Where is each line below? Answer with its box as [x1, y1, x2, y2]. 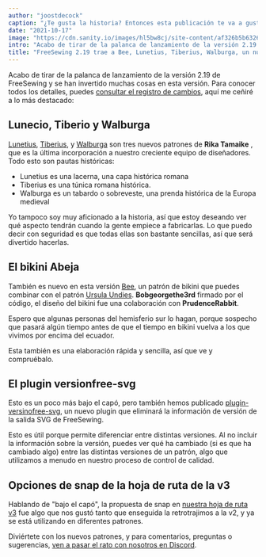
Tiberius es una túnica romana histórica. [19, 180, 152, 189]
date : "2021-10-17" [8, 26, 73, 34]
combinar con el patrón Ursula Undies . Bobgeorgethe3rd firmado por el [8, 290, 244, 299]
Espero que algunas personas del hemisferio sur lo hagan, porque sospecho [8, 314, 257, 323]
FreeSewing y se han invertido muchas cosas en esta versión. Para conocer [8, 78, 256, 88]
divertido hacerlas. [8, 237, 70, 246]
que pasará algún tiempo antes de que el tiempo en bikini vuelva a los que [8, 322, 251, 331]
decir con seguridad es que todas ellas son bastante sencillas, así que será [8, 229, 253, 238]
